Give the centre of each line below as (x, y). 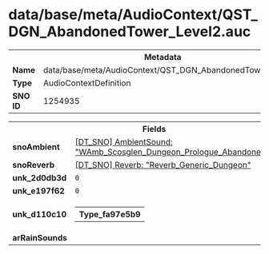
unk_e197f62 (39, 191)
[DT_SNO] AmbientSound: (124, 141)
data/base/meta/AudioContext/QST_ (133, 15)
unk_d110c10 (40, 214)
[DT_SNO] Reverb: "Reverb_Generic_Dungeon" (163, 165)
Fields (155, 129)
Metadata (163, 57)
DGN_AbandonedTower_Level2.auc (130, 32)
